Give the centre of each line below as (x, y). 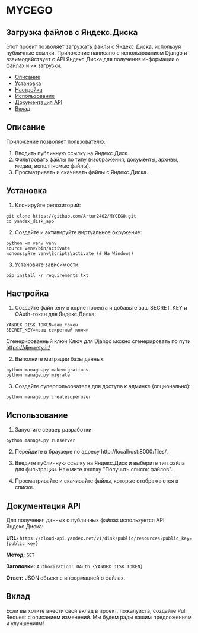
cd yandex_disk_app (30, 221)
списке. (24, 487)
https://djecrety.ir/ (28, 348)
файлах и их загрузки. (34, 65)
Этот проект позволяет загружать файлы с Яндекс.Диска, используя (94, 46)
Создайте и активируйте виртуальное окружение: (78, 232)
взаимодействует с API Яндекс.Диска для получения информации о (93, 59)
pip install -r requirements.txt (47, 275)
